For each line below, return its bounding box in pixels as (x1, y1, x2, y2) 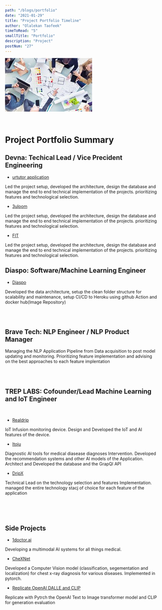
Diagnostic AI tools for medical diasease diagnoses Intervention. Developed (5, 450, 156, 457)
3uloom (12, 203, 28, 209)
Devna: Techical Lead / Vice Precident (5, 154, 123, 162)
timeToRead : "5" (5, 28, 38, 34)
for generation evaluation (5, 600, 55, 605)
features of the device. (5, 432, 50, 438)
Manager (5, 335, 33, 343)
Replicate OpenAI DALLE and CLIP (12, 585, 81, 591)
